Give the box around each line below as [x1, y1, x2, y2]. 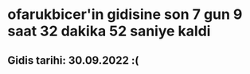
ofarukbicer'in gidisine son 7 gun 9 [7, 6, 243, 24]
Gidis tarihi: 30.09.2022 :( [7, 54, 139, 67]
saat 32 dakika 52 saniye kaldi [7, 22, 211, 40]
